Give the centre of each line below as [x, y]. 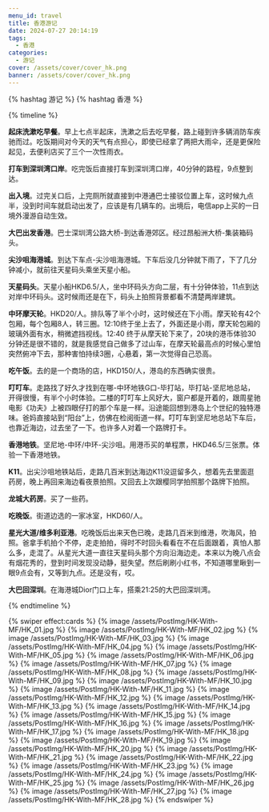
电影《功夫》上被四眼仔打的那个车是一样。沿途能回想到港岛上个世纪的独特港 [134, 407]
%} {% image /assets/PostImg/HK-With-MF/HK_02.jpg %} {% [157, 630]
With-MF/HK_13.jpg [40, 706]
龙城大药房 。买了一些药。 [50, 498]
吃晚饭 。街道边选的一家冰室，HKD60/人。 [78, 515]
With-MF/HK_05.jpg [41, 655]
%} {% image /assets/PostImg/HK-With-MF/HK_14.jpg [162, 706]
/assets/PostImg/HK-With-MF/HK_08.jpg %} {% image [98, 672]
